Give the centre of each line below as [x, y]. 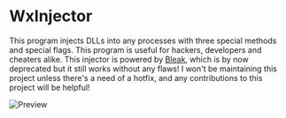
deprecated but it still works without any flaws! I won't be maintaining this [143, 69]
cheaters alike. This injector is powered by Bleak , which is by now [129, 59]
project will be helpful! [50, 87]
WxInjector [51, 16]
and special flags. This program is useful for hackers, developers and [135, 49]
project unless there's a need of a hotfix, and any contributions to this [136, 77]
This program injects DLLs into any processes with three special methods [143, 41]
